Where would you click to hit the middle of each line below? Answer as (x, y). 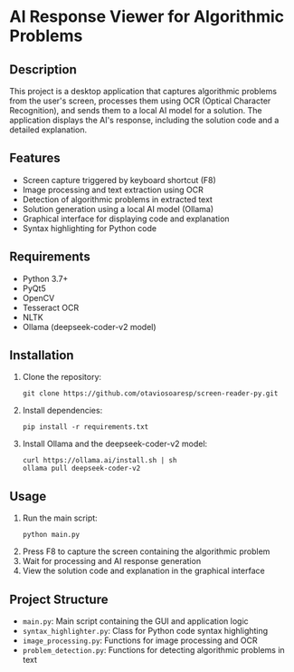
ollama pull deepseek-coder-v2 (81, 469)
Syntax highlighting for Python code (89, 228)
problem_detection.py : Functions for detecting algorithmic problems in (153, 650)
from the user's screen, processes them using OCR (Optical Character (140, 101)
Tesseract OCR (51, 307)
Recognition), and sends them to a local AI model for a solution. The (136, 110)
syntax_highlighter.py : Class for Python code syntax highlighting (145, 631)
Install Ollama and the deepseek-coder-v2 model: (115, 444)
